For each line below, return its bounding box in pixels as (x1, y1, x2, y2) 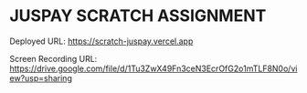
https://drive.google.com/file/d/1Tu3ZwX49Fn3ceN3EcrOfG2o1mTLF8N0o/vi (9, 63, 298, 74)
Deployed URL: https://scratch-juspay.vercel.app (9, 36, 194, 46)
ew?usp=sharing (9, 72, 73, 83)
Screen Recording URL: (9, 53, 98, 64)
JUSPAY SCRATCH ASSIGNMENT (9, 5, 267, 26)
